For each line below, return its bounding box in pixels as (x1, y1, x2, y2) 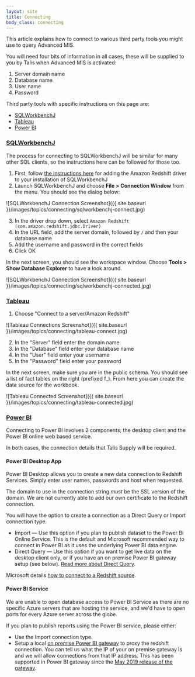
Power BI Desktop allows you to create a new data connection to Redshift (6, 471, 182, 478)
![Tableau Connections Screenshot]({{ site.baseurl (6, 321, 127, 328)
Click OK (14, 247, 36, 254)
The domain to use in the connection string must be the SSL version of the (6, 488, 185, 495)
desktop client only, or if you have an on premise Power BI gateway (14, 554, 176, 561)
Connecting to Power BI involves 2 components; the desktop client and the (6, 427, 186, 434)
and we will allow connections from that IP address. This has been (14, 652, 174, 659)
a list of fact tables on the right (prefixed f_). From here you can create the (6, 375, 184, 382)
